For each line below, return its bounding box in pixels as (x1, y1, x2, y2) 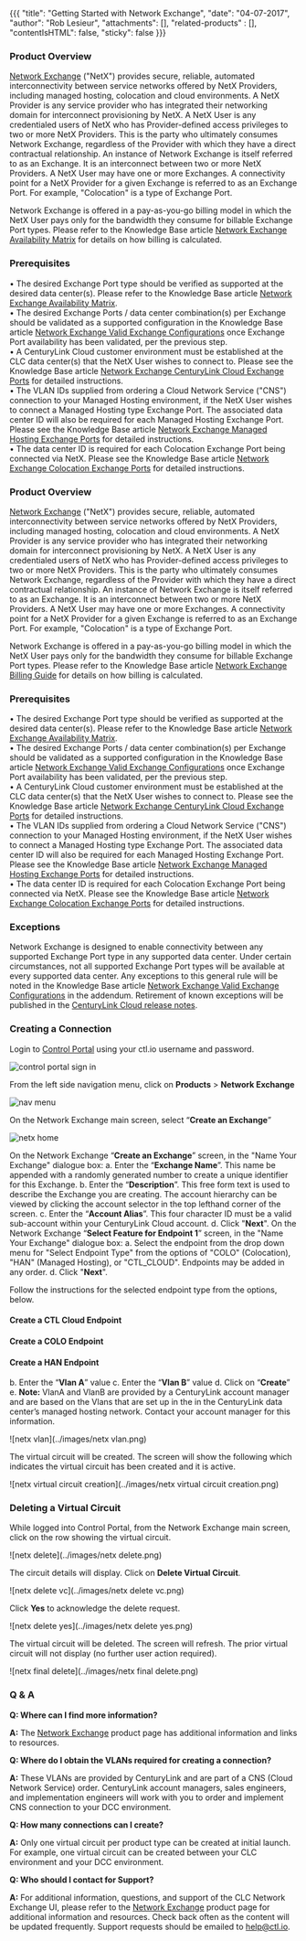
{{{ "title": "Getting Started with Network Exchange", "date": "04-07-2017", (9, 8, 290, 18)
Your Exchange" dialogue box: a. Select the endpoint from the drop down (9, 1237, 285, 1248)
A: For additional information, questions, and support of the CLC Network (9, 1892, 286, 1903)
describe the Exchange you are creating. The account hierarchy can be (9, 1188, 278, 1199)
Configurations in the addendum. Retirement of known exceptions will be (9, 990, 284, 1001)
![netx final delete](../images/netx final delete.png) (9, 1666, 199, 1677)
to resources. (9, 1737, 59, 1748)
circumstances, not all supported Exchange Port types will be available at (9, 960, 285, 972)
